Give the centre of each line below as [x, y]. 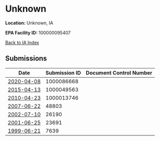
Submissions [26, 59]
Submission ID [63, 73]
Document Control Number [119, 73]
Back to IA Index [22, 42]
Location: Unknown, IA [29, 23]
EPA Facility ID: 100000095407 [38, 32]
